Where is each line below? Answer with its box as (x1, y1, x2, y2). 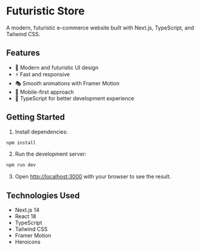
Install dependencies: (14, 128, 68, 135)
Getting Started (6, 112, 65, 123)
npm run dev (6, 162, 36, 168)
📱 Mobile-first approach (14, 88, 74, 96)
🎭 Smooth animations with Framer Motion (14, 79, 120, 87)
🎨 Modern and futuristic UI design (14, 64, 99, 71)
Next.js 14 (14, 206, 40, 214)
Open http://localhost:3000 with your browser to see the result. (14, 173, 172, 180)
